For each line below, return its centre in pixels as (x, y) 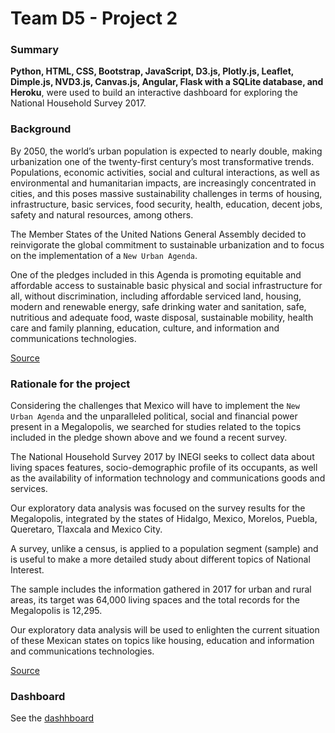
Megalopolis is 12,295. (56, 611)
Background (41, 129)
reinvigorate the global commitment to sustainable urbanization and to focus (167, 244)
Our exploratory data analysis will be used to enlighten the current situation (165, 630)
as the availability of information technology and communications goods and (168, 478)
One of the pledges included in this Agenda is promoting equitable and (156, 274)
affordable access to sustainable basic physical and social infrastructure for (166, 285)
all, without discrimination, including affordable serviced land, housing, (156, 296)
